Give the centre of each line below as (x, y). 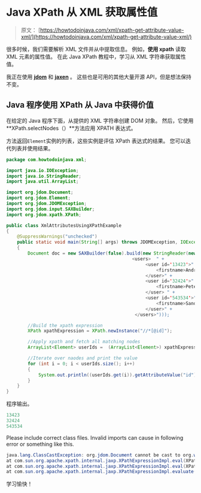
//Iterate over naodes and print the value (83, 358)
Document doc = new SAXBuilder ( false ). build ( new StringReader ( (108, 253)
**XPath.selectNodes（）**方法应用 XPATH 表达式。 (71, 128)
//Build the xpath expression (65, 325)
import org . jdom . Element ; (38, 198)
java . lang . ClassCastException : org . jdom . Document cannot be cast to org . (100, 455)
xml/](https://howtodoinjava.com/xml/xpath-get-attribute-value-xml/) (106, 37)
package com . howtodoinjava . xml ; (46, 159)
